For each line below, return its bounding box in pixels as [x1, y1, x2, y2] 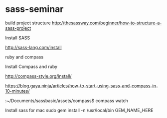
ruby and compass [5, 54, 44, 60]
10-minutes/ [5, 88, 30, 94]
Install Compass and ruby [5, 63, 58, 69]
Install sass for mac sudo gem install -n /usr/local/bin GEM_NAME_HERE [5, 107, 154, 113]
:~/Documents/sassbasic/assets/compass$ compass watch [5, 98, 128, 104]
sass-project [5, 25, 31, 31]
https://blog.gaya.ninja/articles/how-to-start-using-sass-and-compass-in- [5, 83, 159, 89]
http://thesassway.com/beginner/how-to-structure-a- [51, 20, 162, 26]
